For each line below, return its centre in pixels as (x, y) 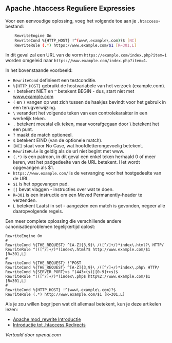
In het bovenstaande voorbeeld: (39, 70)
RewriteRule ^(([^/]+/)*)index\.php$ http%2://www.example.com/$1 (78, 277)
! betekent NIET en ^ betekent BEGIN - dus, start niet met (73, 91)
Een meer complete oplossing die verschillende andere (63, 221)
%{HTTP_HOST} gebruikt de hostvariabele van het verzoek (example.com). (89, 86)
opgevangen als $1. (33, 168)
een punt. (23, 129)
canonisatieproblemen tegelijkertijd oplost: (50, 227)
